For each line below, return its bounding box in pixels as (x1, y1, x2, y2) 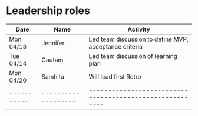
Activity (127, 25, 150, 33)
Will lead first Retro (88, 72, 141, 80)
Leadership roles (6, 4, 90, 18)
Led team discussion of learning (88, 52, 178, 60)
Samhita (41, 72, 65, 80)
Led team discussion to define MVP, (88, 35, 189, 43)
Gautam (41, 56, 64, 64)
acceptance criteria (88, 42, 143, 50)
